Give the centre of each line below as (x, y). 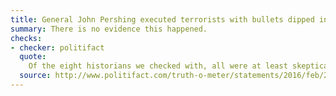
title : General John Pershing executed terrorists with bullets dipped (162, 19)
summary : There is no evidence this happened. (109, 29)
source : (35, 76)
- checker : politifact (57, 47)
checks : (26, 38)
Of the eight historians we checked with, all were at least (158, 66)
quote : (33, 57)
